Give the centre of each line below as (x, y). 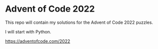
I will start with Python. (28, 32)
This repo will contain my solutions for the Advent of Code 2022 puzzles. (79, 22)
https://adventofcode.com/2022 (38, 41)
